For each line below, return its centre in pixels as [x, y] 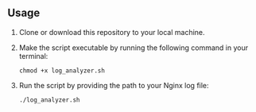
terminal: [33, 56]
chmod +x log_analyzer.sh [62, 71]
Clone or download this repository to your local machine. [112, 32]
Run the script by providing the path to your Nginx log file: [114, 85]
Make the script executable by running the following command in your [133, 48]
